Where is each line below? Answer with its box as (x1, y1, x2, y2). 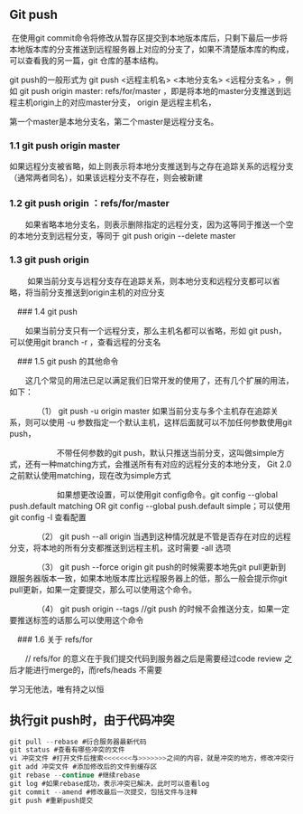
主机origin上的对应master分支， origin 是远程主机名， (16, 97, 216, 108)
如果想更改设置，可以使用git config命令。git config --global (56, 488, 278, 500)
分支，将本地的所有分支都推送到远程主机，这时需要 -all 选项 (9, 542, 232, 553)
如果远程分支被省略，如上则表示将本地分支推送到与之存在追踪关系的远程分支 (9, 161, 294, 172)
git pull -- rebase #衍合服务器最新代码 (9, 737, 147, 746)
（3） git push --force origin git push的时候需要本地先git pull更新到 (40, 561, 287, 573)
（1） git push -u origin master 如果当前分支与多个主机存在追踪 (40, 405, 271, 416)
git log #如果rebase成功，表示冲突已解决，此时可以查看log (9, 779, 210, 788)
